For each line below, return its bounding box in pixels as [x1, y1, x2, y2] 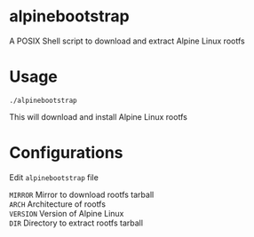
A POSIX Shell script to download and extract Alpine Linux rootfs [9, 36, 246, 46]
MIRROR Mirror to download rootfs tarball [9, 189, 155, 200]
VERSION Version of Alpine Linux [9, 208, 124, 218]
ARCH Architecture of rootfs [9, 198, 107, 209]
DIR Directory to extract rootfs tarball [9, 217, 144, 228]
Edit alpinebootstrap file [9, 171, 99, 183]
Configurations [9, 143, 123, 163]
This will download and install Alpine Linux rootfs [9, 111, 188, 122]
